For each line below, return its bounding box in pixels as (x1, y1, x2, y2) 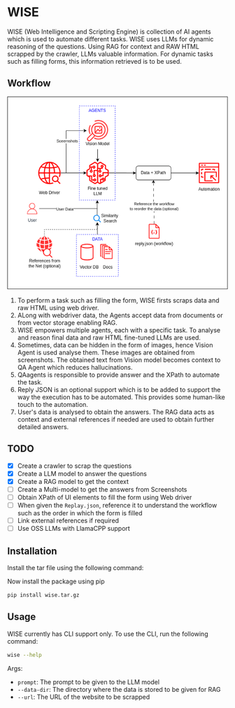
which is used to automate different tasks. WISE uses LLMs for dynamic (7, 34, 214, 43)
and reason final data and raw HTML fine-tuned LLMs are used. (17, 333, 201, 342)
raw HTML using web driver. (17, 303, 99, 312)
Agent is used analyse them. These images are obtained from (17, 348, 195, 356)
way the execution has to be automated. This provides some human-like (17, 393, 225, 401)
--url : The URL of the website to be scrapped (17, 693, 150, 701)
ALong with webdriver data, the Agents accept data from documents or (17, 311, 223, 319)
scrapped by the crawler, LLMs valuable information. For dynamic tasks (7, 50, 213, 58)
